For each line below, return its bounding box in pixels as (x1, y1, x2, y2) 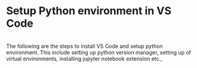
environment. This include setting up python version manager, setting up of (6, 48, 192, 56)
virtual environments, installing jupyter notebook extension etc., (6, 55, 162, 62)
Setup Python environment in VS (6, 4, 172, 18)
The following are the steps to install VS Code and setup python (6, 43, 163, 50)
